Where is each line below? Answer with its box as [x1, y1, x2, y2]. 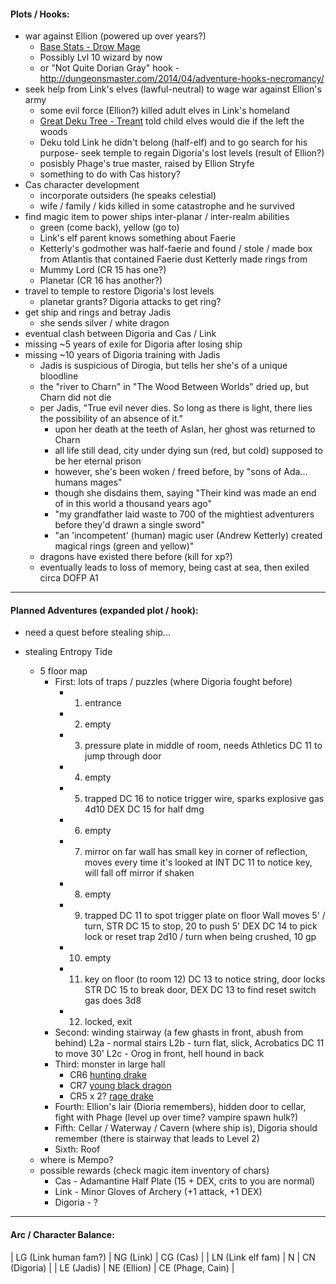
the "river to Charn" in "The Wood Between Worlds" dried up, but [39, 381, 310, 393]
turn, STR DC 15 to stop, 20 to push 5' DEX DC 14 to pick [84, 920, 318, 932]
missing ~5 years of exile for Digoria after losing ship [24, 338, 243, 350]
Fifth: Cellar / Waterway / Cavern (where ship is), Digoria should [54, 1122, 318, 1134]
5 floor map [39, 665, 88, 677]
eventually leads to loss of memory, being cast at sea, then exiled [39, 561, 310, 574]
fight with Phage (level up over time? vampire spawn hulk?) [54, 1111, 299, 1124]
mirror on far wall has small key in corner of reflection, [84, 846, 308, 858]
